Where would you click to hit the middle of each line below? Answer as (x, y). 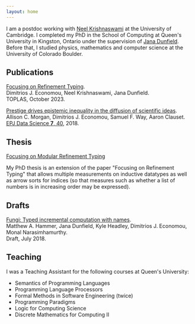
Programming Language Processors (59, 289)
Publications (30, 73)
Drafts (18, 205)
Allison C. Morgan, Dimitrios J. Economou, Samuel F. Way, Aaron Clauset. (96, 117)
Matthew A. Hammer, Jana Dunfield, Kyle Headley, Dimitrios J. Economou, (97, 226)
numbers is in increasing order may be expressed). (68, 187)
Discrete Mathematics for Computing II (62, 315)
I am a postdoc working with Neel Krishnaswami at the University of (89, 28)
